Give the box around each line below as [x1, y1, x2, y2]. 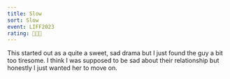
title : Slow [7, 10, 42, 17]
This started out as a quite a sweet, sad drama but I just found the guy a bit [7, 49, 224, 57]
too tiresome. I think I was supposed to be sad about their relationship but [7, 57, 220, 65]
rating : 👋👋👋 [7, 29, 42, 37]
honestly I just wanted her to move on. [7, 64, 117, 72]
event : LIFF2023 [7, 23, 55, 30]
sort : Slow [7, 17, 39, 24]
